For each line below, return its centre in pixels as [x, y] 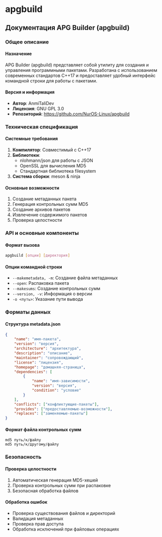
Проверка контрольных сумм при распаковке [62, 485]
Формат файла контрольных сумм [43, 429]
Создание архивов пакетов [41, 210]
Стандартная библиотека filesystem [58, 171]
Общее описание [27, 42]
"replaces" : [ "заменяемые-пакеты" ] [51, 414]
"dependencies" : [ [33, 372]
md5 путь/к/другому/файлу [32, 445]
